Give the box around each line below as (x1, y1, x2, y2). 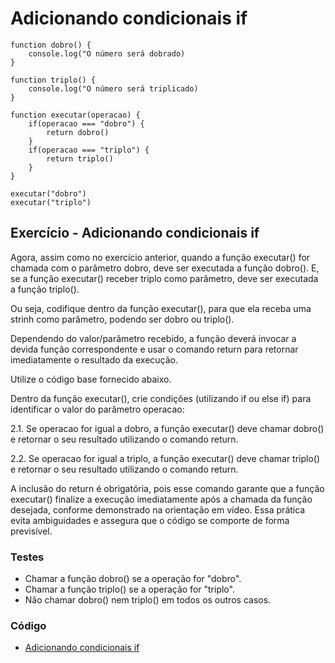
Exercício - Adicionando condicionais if (10, 225, 260, 242)
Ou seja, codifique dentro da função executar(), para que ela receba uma (10, 302, 312, 314)
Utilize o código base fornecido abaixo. (10, 373, 172, 385)
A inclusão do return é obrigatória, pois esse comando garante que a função (10, 482, 325, 494)
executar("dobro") (10, 188, 87, 199)
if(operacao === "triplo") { (28, 145, 150, 155)
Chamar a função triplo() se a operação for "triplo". (24, 583, 235, 596)
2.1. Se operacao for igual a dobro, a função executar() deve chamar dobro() (10, 422, 325, 434)
